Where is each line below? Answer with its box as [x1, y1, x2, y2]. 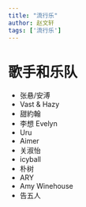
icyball [19, 155, 42, 164]
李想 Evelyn [19, 119, 58, 128]
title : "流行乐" [8, 11, 58, 20]
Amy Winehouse [19, 182, 73, 191]
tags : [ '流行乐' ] [8, 26, 62, 34]
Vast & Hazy [19, 100, 60, 109]
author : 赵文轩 [8, 19, 54, 27]
